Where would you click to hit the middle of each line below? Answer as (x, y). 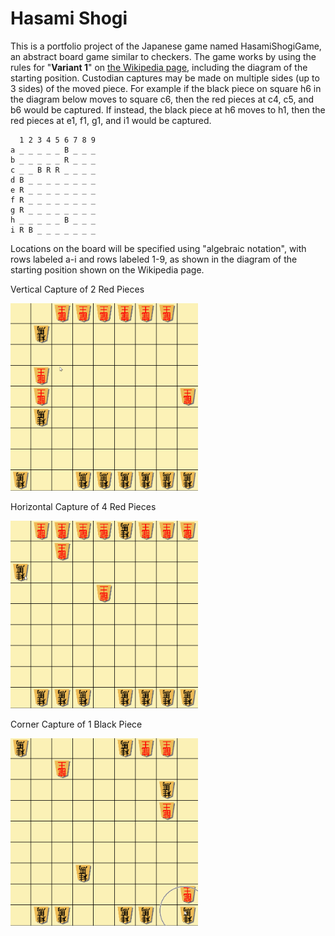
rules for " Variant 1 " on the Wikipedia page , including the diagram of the (159, 67)
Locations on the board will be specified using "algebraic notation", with (158, 248)
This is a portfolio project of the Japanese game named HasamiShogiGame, (166, 46)
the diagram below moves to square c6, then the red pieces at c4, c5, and (162, 99)
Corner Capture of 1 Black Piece (76, 724)
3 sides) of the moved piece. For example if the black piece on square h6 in (166, 88)
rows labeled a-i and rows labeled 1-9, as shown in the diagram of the (154, 259)
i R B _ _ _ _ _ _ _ (53, 230)
